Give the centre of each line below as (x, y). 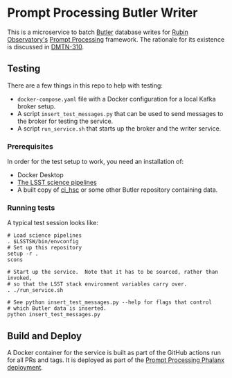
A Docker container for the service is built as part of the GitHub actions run (114, 353)
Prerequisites (30, 146)
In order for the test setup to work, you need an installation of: (96, 162)
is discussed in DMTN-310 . (46, 47)
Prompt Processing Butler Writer (102, 13)
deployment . (25, 368)
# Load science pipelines (44, 236)
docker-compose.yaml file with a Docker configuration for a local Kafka (116, 99)
